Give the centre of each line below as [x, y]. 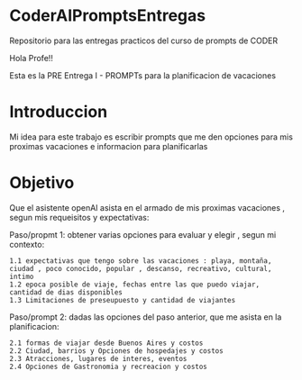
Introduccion [59, 112]
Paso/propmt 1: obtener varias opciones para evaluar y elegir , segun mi [143, 234]
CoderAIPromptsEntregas [107, 16]
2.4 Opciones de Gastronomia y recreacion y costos [108, 366]
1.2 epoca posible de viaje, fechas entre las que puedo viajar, [134, 285]
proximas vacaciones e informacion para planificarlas [109, 146]
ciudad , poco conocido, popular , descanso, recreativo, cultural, [141, 268]
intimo [22, 276]
